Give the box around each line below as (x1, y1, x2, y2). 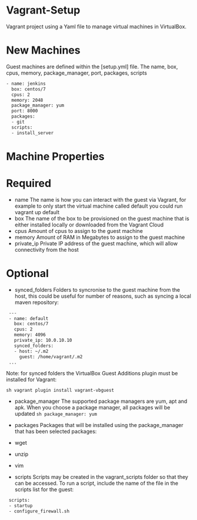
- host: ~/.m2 (14, 348, 49, 354)
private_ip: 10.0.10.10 (14, 338, 72, 344)
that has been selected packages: (14, 428, 97, 435)
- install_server (11, 130, 54, 136)
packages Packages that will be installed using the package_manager (14, 422, 183, 429)
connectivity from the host (14, 246, 79, 253)
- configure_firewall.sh (8, 508, 69, 515)
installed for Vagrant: (6, 376, 57, 383)
